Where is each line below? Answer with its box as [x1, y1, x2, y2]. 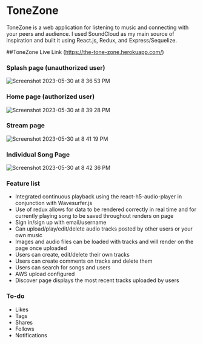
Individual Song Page [6, 150, 70, 158]
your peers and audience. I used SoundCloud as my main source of [6, 30, 175, 37]
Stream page [6, 121, 45, 130]
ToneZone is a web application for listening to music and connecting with [6, 24, 189, 31]
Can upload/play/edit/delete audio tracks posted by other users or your [15, 225, 193, 232]
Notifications [15, 331, 47, 339]
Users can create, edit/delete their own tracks [15, 251, 130, 258]
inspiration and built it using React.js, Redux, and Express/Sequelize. [6, 36, 178, 44]
